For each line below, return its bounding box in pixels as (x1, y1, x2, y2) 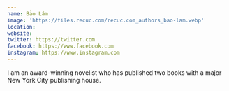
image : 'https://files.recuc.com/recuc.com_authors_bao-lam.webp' (7, 17, 205, 24)
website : (7, 29, 33, 37)
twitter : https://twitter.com (7, 36, 96, 43)
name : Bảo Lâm (7, 10, 49, 17)
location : (7, 23, 36, 30)
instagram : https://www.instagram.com (7, 50, 120, 57)
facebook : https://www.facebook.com (7, 43, 114, 50)
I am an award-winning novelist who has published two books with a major (7, 68, 222, 77)
